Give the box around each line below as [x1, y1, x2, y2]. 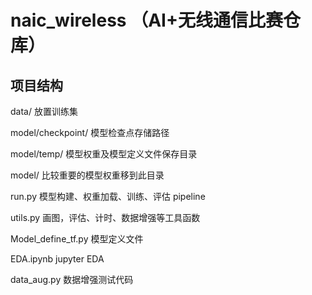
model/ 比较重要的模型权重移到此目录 [10, 169, 165, 181]
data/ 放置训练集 [10, 106, 78, 117]
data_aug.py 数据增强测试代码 [10, 274, 134, 285]
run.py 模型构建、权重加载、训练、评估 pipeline [10, 191, 206, 202]
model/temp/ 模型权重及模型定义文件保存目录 [10, 148, 198, 160]
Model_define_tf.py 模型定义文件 [10, 233, 144, 245]
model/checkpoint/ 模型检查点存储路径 [10, 127, 170, 138]
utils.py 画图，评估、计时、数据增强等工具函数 [10, 212, 201, 223]
